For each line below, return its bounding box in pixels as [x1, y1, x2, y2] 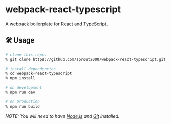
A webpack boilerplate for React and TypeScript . [5, 20, 108, 27]
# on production [5, 99, 40, 104]
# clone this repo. [5, 52, 47, 57]
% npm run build [5, 104, 40, 109]
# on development [5, 85, 42, 90]
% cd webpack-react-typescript [5, 71, 72, 76]
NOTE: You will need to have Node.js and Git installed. [5, 113, 120, 119]
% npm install [5, 76, 36, 81]
